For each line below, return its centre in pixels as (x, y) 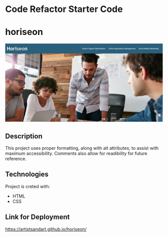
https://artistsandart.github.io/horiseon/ (46, 229)
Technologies (27, 174)
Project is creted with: (28, 186)
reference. (16, 159)
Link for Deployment (37, 217)
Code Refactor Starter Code (64, 9)
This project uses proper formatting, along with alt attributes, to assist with (82, 148)
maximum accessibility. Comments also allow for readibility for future (76, 153)
